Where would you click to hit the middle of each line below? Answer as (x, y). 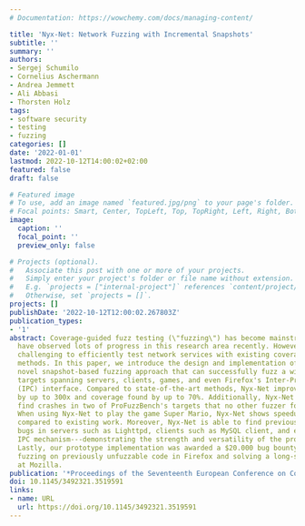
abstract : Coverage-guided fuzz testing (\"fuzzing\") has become (138, 338)
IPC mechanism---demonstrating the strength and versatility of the (150, 440)
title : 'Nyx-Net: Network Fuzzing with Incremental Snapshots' (132, 34)
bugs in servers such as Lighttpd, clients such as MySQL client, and (154, 431)
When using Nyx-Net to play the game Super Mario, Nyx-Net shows (144, 414)
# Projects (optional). (54, 262)
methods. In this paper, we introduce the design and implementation (152, 364)
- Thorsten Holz (40, 102)
